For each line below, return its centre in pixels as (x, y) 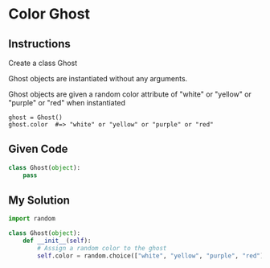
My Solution (39, 200)
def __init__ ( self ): (57, 241)
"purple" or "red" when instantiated (67, 103)
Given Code (38, 149)
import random (32, 219)
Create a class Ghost (43, 63)
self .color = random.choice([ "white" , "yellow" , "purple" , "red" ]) (152, 256)
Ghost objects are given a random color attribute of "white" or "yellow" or (130, 94)
